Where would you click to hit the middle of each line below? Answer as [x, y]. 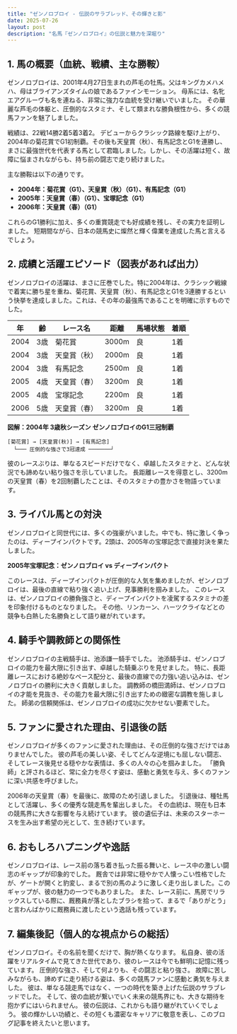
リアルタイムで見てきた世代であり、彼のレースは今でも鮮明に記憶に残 [121, 961]
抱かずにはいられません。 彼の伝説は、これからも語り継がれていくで [107, 1005]
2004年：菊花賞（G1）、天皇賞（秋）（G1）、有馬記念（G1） [103, 190]
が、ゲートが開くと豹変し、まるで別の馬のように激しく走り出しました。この [119, 883]
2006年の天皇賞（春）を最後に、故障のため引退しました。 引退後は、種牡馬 [118, 796]
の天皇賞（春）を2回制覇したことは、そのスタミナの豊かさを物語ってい [111, 481]
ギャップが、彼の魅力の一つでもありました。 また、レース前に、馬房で [110, 892]
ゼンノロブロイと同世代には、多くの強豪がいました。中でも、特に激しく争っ [118, 533]
